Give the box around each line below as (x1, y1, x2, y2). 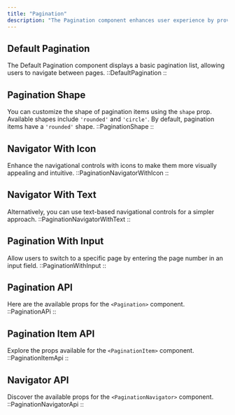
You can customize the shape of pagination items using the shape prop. (7, 108, 212, 116)
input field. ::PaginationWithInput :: (7, 261, 107, 269)
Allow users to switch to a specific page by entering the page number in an (7, 253, 224, 262)
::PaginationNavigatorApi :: (7, 400, 84, 408)
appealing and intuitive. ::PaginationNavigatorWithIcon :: (7, 169, 169, 177)
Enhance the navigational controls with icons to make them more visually (7, 161, 217, 169)
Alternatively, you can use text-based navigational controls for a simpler (7, 207, 215, 216)
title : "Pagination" (7, 10, 68, 17)
